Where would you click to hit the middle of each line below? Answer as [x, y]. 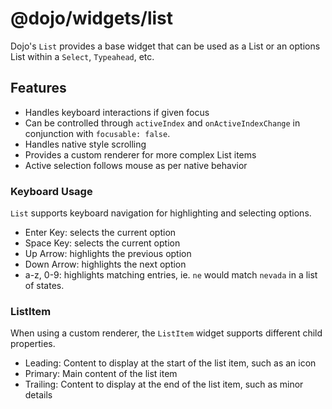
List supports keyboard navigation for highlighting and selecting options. [161, 213]
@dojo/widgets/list [92, 18]
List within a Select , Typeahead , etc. [82, 56]
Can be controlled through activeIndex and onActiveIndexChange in [162, 123]
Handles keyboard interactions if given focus [117, 112]
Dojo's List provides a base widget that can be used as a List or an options [165, 46]
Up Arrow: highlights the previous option [108, 254]
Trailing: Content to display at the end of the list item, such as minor [164, 384]
